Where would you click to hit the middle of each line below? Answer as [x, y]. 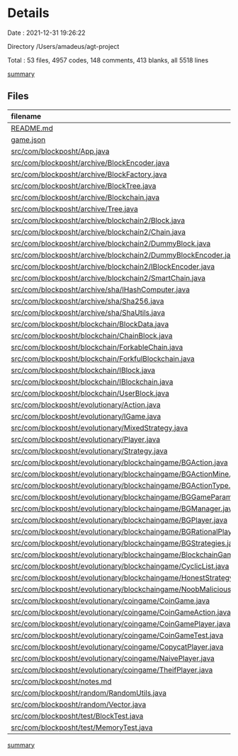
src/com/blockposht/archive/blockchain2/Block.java [98, 220]
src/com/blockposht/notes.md [61, 681]
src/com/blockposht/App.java [60, 151]
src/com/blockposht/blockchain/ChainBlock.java [92, 335]
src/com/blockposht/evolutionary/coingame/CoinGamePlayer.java [121, 623]
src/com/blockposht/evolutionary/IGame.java [86, 416]
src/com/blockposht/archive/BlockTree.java [84, 186]
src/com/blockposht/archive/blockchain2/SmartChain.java [108, 278]
